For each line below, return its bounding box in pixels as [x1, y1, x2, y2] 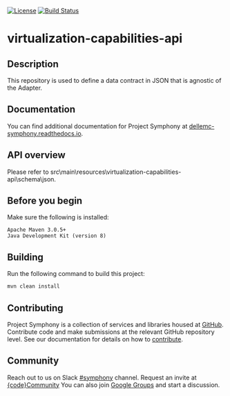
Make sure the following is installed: [7, 213, 109, 221]
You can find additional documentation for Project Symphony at [7, 121, 188, 130]
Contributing [7, 302, 64, 314]
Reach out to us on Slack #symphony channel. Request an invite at [7, 373, 197, 382]
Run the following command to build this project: [7, 270, 145, 278]
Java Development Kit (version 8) [7, 232, 107, 239]
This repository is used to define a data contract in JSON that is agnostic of [7, 77, 222, 84]
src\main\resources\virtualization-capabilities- [50, 168, 182, 176]
